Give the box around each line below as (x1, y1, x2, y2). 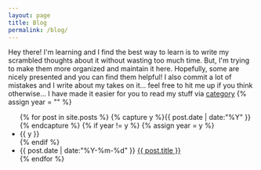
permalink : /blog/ (8, 26, 68, 34)
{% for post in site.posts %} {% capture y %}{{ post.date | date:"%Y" (19, 113, 244, 122)
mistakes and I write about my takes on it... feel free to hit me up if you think (8, 81, 253, 90)
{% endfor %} (19, 154, 65, 164)
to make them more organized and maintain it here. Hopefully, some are (8, 64, 240, 74)
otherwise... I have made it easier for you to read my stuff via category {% (8, 89, 247, 99)
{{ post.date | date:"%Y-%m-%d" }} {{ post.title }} (19, 146, 182, 155)
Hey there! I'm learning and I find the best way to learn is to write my (8, 48, 230, 57)
